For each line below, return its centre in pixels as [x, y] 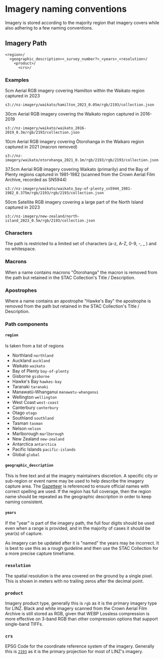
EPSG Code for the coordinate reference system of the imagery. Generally [80, 646]
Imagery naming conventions [66, 9]
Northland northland [33, 355]
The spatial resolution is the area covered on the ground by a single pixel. [79, 575]
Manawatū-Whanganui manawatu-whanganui [55, 392]
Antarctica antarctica [34, 444]
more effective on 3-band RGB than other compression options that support [82, 619]
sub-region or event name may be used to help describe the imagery [75, 481]
